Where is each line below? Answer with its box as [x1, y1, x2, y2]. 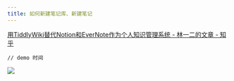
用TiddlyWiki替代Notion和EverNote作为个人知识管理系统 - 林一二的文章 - [7, 30, 218, 38]
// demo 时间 [7, 54, 44, 61]
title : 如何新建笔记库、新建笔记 [7, 10, 93, 17]
